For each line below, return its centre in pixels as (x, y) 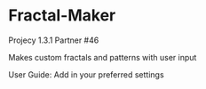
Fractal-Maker (62, 16)
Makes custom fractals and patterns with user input (103, 57)
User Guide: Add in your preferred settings (87, 74)
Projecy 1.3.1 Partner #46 (54, 40)
